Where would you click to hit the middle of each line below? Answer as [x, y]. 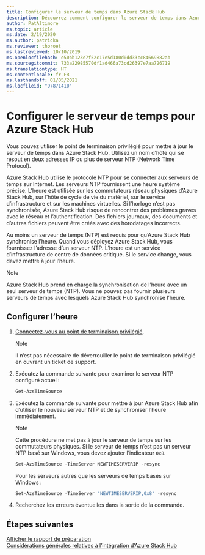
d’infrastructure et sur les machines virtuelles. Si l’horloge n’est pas [91, 203]
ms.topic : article [30, 29]
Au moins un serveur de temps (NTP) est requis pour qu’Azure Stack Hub [98, 235]
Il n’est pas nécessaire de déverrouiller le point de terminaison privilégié [105, 355]
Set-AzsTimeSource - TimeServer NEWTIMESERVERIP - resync [88, 464]
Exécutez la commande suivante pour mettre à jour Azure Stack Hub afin [106, 403]
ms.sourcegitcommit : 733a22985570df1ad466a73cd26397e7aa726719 [88, 63]
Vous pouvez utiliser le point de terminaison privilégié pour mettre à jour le [100, 146]
